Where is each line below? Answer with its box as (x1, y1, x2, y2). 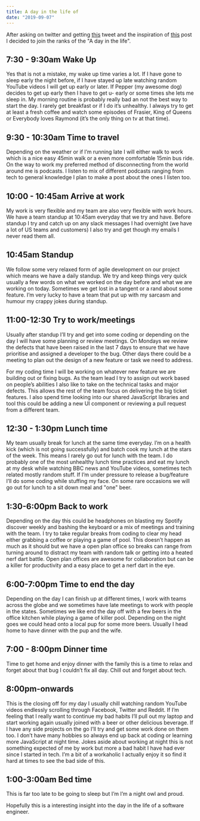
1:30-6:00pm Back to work (6, 501, 109, 511)
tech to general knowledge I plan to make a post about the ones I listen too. (6, 174, 192, 181)
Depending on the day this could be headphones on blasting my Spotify (6, 517, 183, 524)
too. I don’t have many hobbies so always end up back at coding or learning (6, 732, 193, 739)
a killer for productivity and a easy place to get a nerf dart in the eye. (6, 562, 175, 569)
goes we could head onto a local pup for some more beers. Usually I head (6, 621, 188, 627)
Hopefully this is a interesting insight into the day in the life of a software (6, 802, 184, 809)
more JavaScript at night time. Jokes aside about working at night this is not (6, 738, 193, 745)
